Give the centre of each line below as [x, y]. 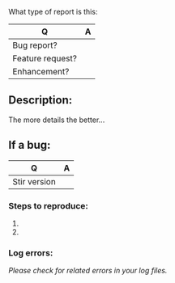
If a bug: [30, 145]
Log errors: [31, 252]
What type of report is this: [53, 12]
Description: [41, 100]
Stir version [34, 181]
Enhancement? [41, 72]
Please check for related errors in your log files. [88, 271]
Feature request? [45, 58]
